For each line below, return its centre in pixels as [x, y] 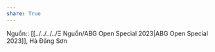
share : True [24, 14]
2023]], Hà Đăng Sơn [37, 41]
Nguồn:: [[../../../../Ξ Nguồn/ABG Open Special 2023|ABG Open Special [108, 33]
